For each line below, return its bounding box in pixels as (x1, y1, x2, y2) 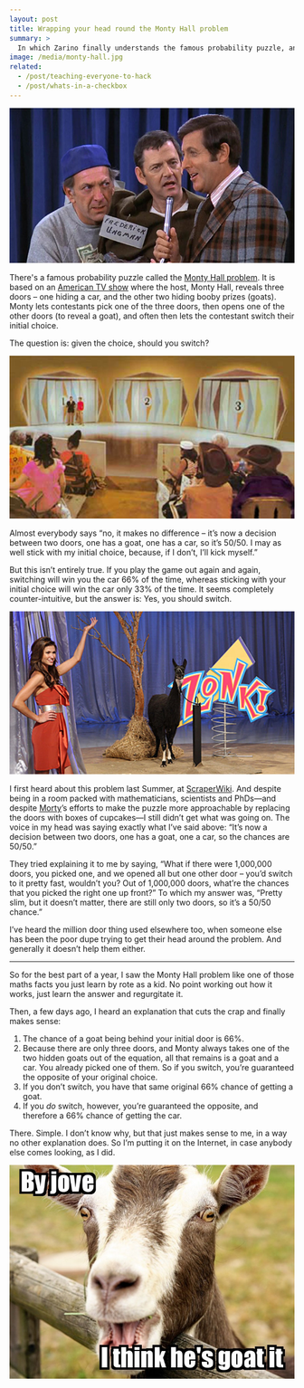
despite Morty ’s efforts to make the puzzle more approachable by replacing (9, 803, 290, 813)
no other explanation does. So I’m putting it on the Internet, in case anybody (9, 1137, 292, 1148)
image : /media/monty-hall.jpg (9, 52, 124, 62)
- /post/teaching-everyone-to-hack (17, 72, 152, 81)
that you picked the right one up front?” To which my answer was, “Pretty (9, 888, 283, 898)
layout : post (9, 14, 59, 24)
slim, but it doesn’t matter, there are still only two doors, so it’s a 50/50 (9, 897, 271, 908)
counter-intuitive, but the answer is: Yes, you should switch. (9, 594, 233, 604)
